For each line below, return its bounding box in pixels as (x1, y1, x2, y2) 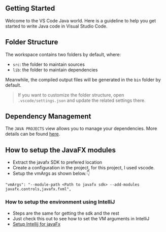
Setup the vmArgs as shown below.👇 (12, 170, 90, 176)
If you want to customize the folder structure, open (17, 92, 124, 98)
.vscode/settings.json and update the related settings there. (17, 97, 146, 104)
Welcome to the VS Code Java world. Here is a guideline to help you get (5, 17, 156, 23)
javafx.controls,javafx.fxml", (5, 187, 72, 192)
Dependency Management (5, 112, 91, 121)
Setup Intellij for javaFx (12, 221, 61, 227)
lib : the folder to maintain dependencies (12, 66, 98, 73)
